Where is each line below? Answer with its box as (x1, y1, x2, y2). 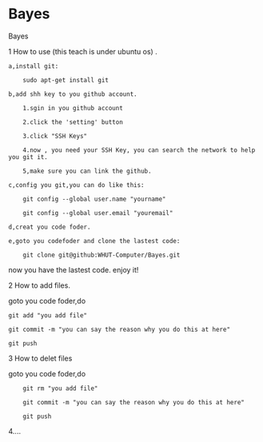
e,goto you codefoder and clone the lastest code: (8, 237, 181, 245)
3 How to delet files (8, 353, 73, 363)
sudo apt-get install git (22, 76, 110, 84)
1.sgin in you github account (22, 104, 124, 112)
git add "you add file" (8, 311, 88, 320)
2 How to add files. (8, 281, 70, 290)
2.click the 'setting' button (22, 117, 124, 126)
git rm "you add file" (22, 384, 98, 392)
